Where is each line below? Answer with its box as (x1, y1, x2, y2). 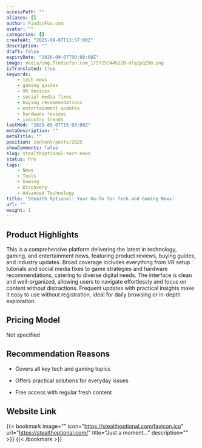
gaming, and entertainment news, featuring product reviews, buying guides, (6, 252, 196, 259)
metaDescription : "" (6, 128, 59, 134)
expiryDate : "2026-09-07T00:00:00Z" (6, 54, 99, 60)
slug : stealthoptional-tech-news (6, 150, 91, 156)
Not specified (6, 331, 41, 338)
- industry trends (17, 116, 64, 122)
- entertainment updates (17, 105, 80, 111)
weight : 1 (6, 207, 32, 213)
